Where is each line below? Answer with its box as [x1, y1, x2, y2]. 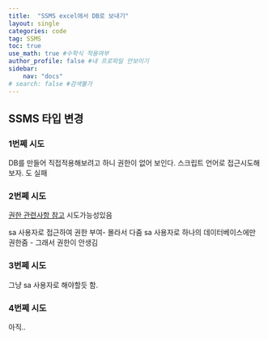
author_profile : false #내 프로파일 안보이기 [8, 58, 150, 66]
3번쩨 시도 [8, 260, 47, 272]
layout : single [8, 19, 60, 28]
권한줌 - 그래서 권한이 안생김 [8, 238, 99, 247]
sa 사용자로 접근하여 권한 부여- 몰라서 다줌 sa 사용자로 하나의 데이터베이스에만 [8, 228, 257, 238]
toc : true [8, 42, 42, 50]
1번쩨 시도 [8, 138, 45, 149]
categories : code [8, 27, 67, 35]
